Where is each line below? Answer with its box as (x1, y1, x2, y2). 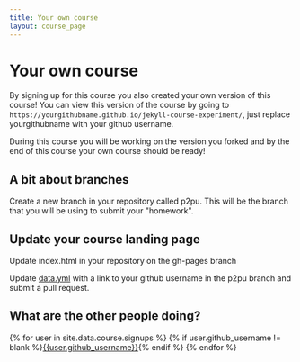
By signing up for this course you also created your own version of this (9, 90, 271, 101)
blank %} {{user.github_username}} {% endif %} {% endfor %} (9, 341, 238, 352)
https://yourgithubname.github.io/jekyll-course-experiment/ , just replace (9, 109, 290, 120)
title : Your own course (9, 13, 99, 23)
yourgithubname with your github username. (9, 119, 174, 130)
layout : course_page (9, 22, 87, 31)
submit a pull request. (9, 283, 90, 294)
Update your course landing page (9, 231, 200, 247)
